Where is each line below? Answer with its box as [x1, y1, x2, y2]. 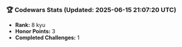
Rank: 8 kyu [15, 21, 45, 29]
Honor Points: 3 [15, 28, 56, 35]
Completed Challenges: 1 [15, 34, 80, 41]
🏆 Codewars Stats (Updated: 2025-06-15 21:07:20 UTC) [6, 5, 177, 14]
